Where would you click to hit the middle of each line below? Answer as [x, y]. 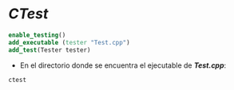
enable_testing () [37, 35]
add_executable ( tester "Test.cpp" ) [69, 42]
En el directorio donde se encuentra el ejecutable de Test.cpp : [123, 65]
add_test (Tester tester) [50, 50]
